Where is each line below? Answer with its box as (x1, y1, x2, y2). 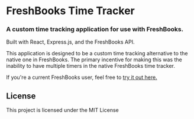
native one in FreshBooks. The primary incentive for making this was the (6, 56, 182, 63)
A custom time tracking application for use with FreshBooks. (6, 25, 184, 34)
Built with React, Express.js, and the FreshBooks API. (6, 38, 135, 45)
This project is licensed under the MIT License (6, 107, 119, 114)
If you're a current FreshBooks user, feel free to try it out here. (6, 74, 158, 81)
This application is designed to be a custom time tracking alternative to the (6, 50, 188, 57)
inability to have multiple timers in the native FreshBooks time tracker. (6, 62, 176, 70)
